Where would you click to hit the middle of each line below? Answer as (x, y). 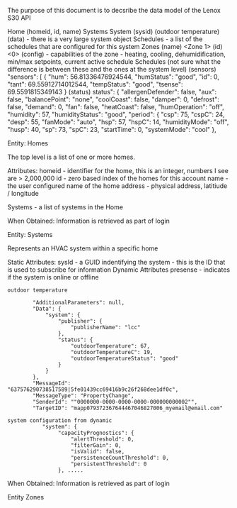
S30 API (19, 18)
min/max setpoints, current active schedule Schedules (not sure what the (114, 62)
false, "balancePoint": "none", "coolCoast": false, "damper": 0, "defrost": (113, 99)
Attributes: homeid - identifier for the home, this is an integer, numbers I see (118, 171)
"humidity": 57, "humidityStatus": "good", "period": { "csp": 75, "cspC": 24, (116, 114)
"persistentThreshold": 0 (109, 464)
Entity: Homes (28, 143)
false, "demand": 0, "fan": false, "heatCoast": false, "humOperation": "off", (116, 107)
